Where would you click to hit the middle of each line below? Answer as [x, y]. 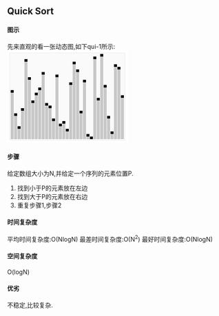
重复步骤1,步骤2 [39, 205]
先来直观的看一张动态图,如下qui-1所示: [61, 46]
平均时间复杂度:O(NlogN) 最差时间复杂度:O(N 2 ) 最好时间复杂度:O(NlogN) [110, 239]
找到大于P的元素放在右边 [52, 196]
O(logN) [18, 272]
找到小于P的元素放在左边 [52, 188]
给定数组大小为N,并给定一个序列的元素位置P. [71, 173]
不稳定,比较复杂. [30, 305]
